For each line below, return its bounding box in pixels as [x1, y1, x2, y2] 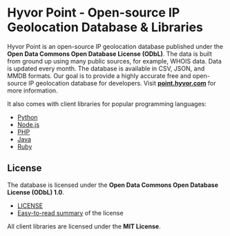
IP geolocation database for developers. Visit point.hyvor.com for [28, 79, 216, 87]
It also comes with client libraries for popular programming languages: [7, 99, 207, 108]
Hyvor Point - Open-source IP [7, 5, 180, 21]
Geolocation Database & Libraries [7, 19, 204, 35]
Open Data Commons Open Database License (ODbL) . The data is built [7, 50, 213, 58]
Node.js [17, 120, 40, 128]
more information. [7, 86, 58, 95]
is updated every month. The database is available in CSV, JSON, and [7, 64, 205, 72]
